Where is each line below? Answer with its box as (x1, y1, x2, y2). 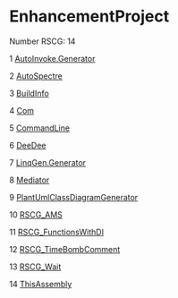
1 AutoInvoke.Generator (9, 53, 96, 64)
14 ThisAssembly (9, 278, 72, 289)
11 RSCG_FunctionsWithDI (9, 226, 105, 237)
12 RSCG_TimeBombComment (9, 243, 121, 254)
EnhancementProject (9, 6, 170, 27)
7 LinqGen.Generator (9, 157, 87, 167)
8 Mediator (9, 175, 50, 185)
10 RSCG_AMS (9, 209, 63, 220)
